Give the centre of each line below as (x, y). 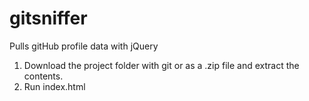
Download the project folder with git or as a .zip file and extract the (161, 65)
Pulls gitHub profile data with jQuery (84, 46)
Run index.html (54, 86)
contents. (43, 76)
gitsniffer (48, 18)
